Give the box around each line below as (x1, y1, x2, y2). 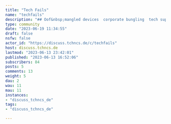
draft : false (5, 31, 33, 36)
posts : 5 (5, 64, 24, 69)
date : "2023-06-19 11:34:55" (5, 26, 67, 32)
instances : (5, 92, 28, 98)
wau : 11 (5, 83, 22, 88)
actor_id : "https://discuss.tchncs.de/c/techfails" (5, 41, 117, 46)
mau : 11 (5, 87, 22, 93)
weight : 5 (5, 74, 26, 79)
